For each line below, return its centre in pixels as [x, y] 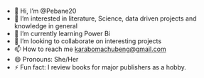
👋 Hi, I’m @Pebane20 [45, 11]
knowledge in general [46, 26]
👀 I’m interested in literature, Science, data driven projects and [105, 18]
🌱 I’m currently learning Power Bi [62, 33]
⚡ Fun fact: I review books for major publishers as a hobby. [100, 67]
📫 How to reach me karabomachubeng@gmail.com [90, 49]
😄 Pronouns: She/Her [46, 59]
